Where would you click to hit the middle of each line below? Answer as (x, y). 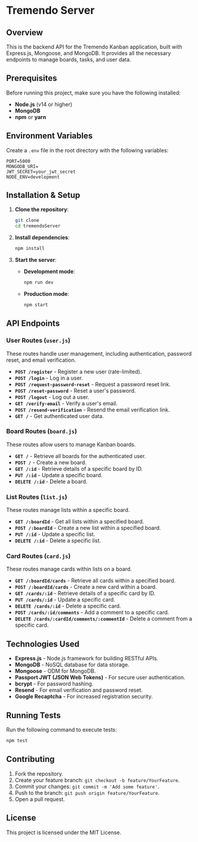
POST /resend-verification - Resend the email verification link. (92, 410)
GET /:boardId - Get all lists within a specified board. (79, 521)
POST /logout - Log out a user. (52, 397)
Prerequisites (32, 78)
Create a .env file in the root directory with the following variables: (87, 150)
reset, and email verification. (41, 360)
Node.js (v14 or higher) (44, 104)
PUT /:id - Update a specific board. (58, 475)
